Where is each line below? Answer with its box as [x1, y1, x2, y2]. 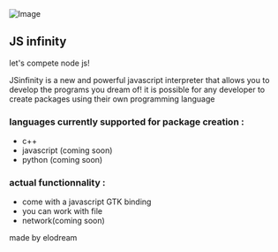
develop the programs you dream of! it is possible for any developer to [9, 84, 266, 95]
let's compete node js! [9, 57, 90, 68]
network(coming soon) [21, 216, 106, 226]
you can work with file [21, 206, 103, 217]
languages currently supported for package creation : [9, 115, 244, 127]
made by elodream [9, 233, 78, 243]
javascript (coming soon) [21, 145, 113, 156]
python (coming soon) [21, 155, 103, 165]
